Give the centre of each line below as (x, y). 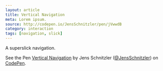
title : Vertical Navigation (35, 15)
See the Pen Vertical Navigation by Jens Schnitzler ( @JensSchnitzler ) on (82, 58)
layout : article (22, 10)
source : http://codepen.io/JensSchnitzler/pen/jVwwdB (64, 24)
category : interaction (29, 29)
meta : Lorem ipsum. (26, 19)
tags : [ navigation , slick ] (34, 33)
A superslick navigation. (31, 48)
